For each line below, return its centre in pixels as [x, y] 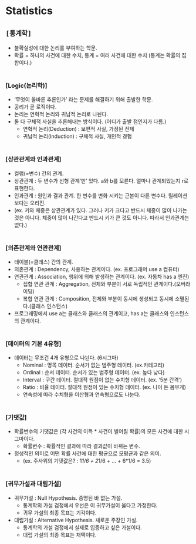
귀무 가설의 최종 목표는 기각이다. [60, 512]
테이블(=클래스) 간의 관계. [43, 262]
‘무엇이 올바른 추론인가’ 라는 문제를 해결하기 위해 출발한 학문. [83, 100]
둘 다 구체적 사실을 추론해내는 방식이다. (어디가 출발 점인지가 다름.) [90, 121]
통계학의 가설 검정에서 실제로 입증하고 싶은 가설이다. [82, 527]
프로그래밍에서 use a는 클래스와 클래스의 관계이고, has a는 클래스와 [91, 313]
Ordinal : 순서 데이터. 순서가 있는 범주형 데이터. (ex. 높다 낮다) [94, 372]
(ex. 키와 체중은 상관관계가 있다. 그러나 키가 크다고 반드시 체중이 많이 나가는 [100, 210]
